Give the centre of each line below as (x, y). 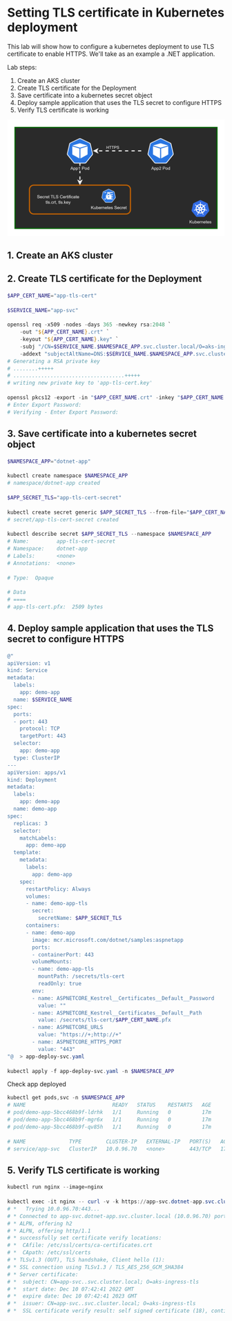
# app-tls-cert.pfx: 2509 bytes (55, 607)
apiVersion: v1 (29, 663)
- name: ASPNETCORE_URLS (68, 1028)
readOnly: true (59, 984)
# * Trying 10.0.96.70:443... (54, 1209)
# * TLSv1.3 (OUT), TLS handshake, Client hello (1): (86, 1260)
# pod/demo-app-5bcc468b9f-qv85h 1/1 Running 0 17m (109, 1127)
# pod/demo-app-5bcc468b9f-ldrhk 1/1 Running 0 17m (109, 1112)
